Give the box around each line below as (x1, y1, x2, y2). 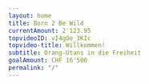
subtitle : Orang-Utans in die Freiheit (8, 49, 142, 57)
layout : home (8, 11, 52, 20)
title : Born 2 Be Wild (8, 19, 84, 27)
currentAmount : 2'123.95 (8, 26, 91, 34)
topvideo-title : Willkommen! (8, 42, 106, 50)
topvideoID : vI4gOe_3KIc (8, 34, 91, 42)
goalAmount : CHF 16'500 (8, 57, 88, 65)
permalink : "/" (8, 64, 59, 72)
